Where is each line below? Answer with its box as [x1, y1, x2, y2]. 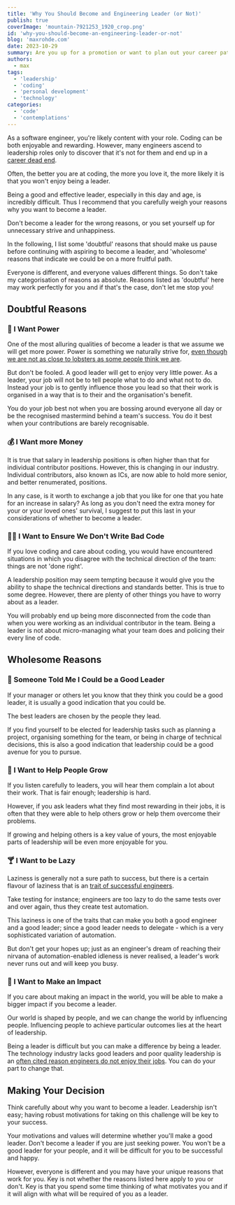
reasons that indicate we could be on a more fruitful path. [7, 255, 173, 263]
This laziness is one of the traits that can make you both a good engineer [7, 916, 218, 925]
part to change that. [7, 1064, 64, 1073]
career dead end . [7, 155, 57, 164]
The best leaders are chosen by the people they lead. [7, 711, 162, 720]
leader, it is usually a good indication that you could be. [7, 698, 166, 706]
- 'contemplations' [13, 114, 71, 121]
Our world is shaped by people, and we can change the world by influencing [7, 1013, 227, 1022]
